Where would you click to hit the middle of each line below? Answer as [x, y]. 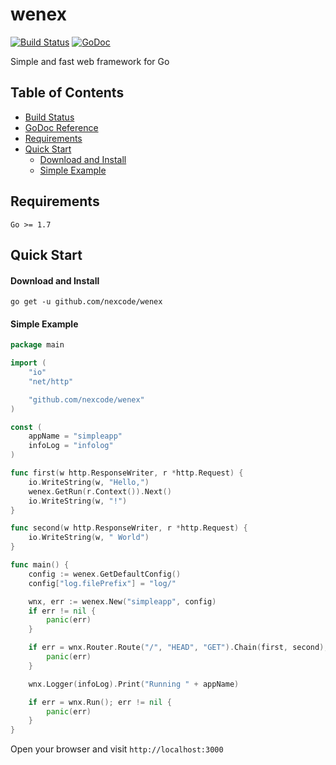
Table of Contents [67, 93]
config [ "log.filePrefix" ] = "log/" [102, 583]
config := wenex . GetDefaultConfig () [105, 574]
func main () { [40, 565]
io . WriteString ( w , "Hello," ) [89, 482]
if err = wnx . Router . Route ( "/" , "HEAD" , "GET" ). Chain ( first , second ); [178, 648]
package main [37, 345]
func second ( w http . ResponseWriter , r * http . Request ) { [129, 528]
